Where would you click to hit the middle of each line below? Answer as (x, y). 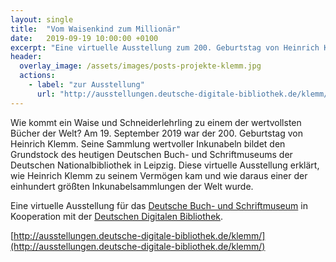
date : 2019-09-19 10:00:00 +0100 (84, 38)
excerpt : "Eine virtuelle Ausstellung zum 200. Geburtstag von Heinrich (165, 47)
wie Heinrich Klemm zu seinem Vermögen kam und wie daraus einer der (159, 175)
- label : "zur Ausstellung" (86, 85)
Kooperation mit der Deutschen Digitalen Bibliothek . (117, 216)
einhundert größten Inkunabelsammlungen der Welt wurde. (132, 186)
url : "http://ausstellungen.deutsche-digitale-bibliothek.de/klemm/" (184, 94)
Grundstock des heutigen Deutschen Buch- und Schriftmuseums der (151, 154)
